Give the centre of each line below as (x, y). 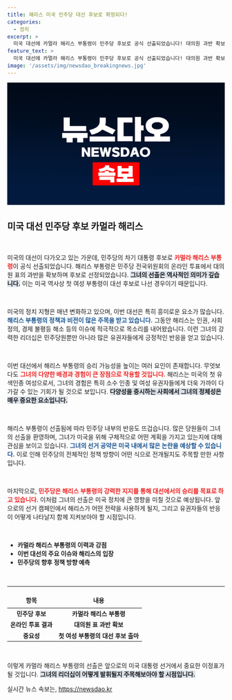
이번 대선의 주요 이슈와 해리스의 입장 (65, 554)
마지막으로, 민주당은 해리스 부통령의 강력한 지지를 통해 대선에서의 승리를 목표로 (112, 491)
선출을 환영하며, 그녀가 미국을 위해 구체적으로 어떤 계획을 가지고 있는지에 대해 (118, 437)
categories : (24, 22)
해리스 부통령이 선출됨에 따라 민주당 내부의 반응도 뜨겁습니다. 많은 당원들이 (108, 428)
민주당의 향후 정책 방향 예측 (54, 562)
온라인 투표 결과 (31, 625)
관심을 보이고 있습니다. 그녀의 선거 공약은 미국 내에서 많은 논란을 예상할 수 (105, 445)
